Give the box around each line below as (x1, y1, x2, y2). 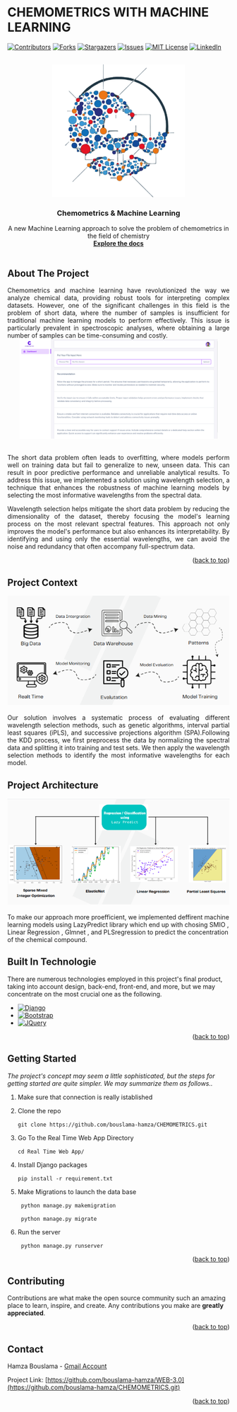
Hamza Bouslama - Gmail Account (7, 1362, 107, 1370)
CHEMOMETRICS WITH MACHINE (7, 4, 209, 21)
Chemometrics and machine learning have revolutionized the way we (7, 286, 230, 294)
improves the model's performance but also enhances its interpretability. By (7, 527, 230, 536)
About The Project (7, 267, 90, 280)
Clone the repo (17, 1106, 61, 1115)
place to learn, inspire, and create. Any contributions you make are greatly (7, 1302, 224, 1310)
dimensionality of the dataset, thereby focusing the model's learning (7, 512, 230, 521)
